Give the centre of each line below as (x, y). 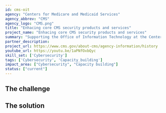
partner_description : (27, 42)
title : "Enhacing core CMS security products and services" (68, 28)
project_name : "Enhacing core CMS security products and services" (76, 32)
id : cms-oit (17, 10)
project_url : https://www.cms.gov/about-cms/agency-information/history (82, 46)
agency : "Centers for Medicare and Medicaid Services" (63, 14)
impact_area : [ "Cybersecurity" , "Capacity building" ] (62, 64)
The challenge (28, 89)
